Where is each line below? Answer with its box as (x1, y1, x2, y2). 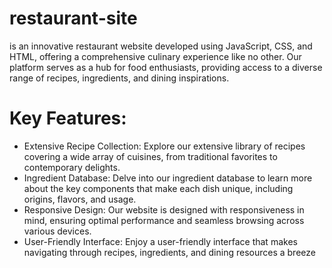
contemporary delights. (23, 161, 121, 173)
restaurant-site (9, 7, 138, 30)
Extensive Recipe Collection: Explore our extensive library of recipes (23, 140, 306, 152)
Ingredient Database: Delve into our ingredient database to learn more (23, 172, 313, 184)
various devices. (23, 225, 92, 237)
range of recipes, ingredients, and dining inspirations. (9, 72, 230, 84)
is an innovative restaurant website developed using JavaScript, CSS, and (9, 40, 313, 52)
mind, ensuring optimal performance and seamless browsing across (23, 214, 305, 226)
